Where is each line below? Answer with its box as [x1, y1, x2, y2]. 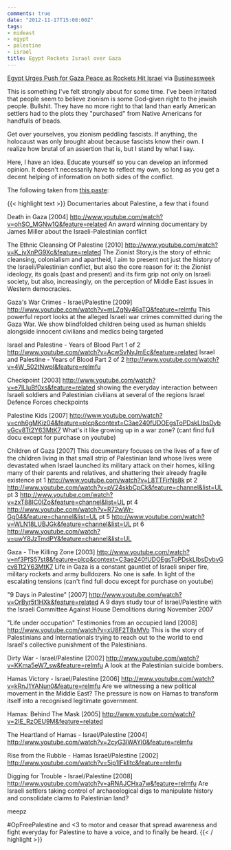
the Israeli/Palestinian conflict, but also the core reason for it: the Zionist [7, 263, 211, 271]
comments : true [7, 10, 51, 17]
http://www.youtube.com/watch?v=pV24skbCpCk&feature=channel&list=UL [7, 483, 223, 492]
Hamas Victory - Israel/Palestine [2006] [7, 674, 120, 682]
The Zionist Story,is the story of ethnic [102, 247, 211, 256]
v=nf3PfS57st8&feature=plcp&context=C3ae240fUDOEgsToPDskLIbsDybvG [7, 555, 224, 563]
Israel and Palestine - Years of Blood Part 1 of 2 [7, 341, 141, 349]
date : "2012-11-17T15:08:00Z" [7, 17, 94, 23]
